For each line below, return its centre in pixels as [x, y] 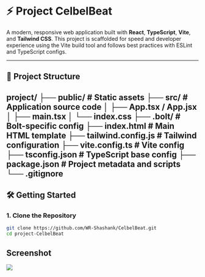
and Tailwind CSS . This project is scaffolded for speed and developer [94, 38]
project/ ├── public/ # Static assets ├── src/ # [97, 97]
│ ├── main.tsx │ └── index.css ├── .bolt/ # [94, 116]
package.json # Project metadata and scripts [94, 164]
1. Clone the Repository [41, 215]
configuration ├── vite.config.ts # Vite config [95, 145]
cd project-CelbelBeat [35, 234]
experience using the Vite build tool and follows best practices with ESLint [99, 45]
